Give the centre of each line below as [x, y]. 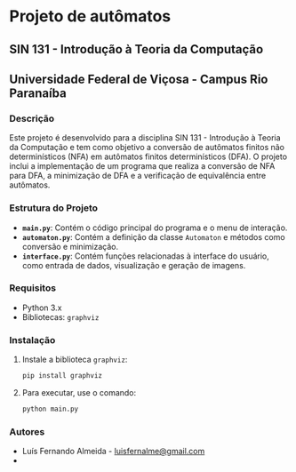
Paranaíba [38, 93]
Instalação [32, 340]
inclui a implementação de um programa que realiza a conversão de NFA [142, 166]
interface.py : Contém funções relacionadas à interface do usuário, [145, 256]
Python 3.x [42, 308]
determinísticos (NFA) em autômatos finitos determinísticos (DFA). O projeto [148, 156]
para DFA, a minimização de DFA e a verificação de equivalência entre [138, 176]
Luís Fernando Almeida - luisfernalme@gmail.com [113, 452]
